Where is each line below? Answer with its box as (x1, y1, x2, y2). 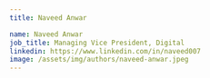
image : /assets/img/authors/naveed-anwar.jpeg (9, 55, 189, 64)
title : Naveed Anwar (9, 13, 88, 23)
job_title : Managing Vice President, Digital (9, 38, 185, 47)
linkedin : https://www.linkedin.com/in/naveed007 (9, 46, 202, 55)
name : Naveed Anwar (9, 29, 84, 39)
